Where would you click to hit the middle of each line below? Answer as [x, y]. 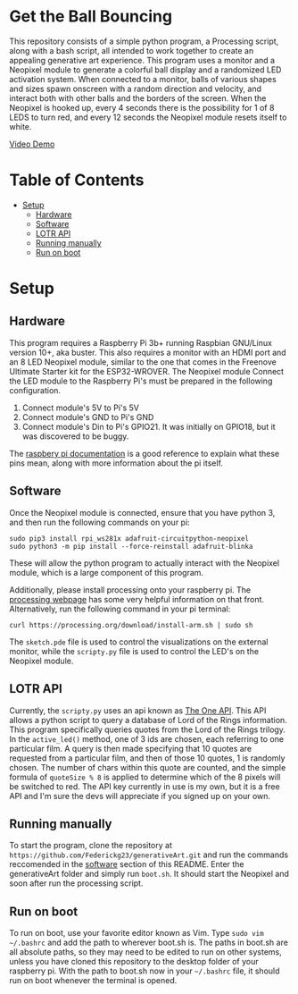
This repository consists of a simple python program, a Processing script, [144, 41]
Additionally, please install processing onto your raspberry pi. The [130, 590]
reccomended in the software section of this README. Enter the [127, 864]
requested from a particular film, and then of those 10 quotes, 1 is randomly [147, 758]
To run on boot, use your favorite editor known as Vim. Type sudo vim [137, 933]
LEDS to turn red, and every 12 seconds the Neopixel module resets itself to [148, 117]
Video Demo [32, 144]
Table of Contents [77, 180]
